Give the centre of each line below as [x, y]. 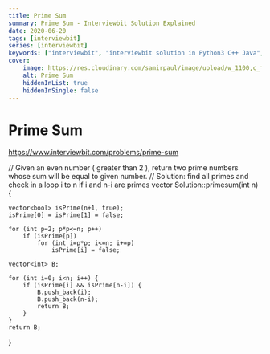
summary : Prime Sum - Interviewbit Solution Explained [102, 23]
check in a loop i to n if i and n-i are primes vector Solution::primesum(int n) [133, 185]
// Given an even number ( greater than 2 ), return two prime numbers [123, 168]
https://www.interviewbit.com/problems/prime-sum [94, 153]
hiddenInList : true [55, 83]
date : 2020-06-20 [37, 31]
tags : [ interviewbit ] [45, 38]
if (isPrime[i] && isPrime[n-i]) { [82, 286]
